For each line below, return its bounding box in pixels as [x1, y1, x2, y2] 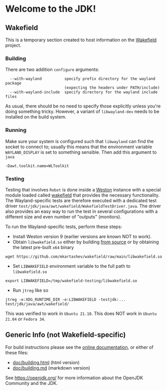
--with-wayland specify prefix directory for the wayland [10, 76, 156, 81]
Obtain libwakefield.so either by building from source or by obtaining [12, 239, 159, 245]
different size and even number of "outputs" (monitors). [5, 213, 122, 219]
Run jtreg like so [12, 287, 49, 293]
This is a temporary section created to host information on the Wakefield [5, 37, 157, 43]
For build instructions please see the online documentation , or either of [5, 344, 154, 350]
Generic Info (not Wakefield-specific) [5, 330, 126, 339]
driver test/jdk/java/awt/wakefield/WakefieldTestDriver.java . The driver [5, 203, 161, 209]
